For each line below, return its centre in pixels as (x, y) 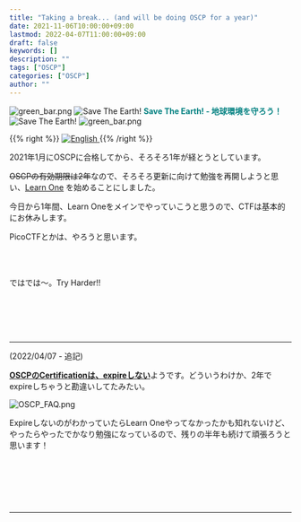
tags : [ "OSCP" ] (38, 68)
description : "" (39, 59)
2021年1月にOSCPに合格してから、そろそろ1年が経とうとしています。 (138, 157)
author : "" (30, 84)
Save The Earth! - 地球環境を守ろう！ (212, 111)
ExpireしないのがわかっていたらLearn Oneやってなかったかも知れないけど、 (150, 422)
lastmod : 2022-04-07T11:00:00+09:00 (77, 34)
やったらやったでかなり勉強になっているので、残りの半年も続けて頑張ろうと (150, 434)
